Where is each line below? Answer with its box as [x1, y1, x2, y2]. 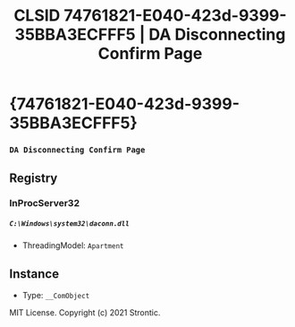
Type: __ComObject [21, 290, 90, 301]
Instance [9, 266, 60, 281]
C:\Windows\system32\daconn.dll [9, 219, 130, 228]
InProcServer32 [9, 197, 80, 210]
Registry [9, 170, 58, 185]
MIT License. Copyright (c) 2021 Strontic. [9, 307, 161, 318]
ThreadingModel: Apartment [21, 240, 124, 251]
